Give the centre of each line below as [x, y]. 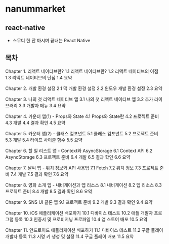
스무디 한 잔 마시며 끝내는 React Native [51, 40]
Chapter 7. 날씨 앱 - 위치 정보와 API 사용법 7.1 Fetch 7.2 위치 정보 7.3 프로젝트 [82, 168]
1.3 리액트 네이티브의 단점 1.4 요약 [39, 77]
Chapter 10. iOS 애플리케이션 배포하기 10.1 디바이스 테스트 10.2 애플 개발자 [79, 213]
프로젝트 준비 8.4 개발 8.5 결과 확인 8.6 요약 [49, 191]
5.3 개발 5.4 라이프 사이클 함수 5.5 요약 [44, 140]
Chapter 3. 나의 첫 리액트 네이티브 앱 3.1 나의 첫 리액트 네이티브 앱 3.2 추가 [79, 99]
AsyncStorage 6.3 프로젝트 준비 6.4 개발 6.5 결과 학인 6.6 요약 [68, 157]
